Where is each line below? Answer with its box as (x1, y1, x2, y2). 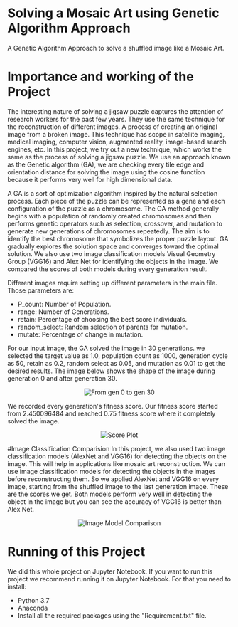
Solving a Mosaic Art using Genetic (7, 5, 220, 21)
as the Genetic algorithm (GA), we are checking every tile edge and (7, 160, 205, 169)
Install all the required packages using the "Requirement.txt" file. (17, 611, 207, 620)
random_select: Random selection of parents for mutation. (17, 322, 188, 331)
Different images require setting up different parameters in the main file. (7, 278, 218, 287)
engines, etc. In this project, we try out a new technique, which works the (7, 144, 222, 154)
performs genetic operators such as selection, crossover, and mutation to (7, 219, 222, 228)
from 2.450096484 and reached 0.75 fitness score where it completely (7, 409, 216, 418)
